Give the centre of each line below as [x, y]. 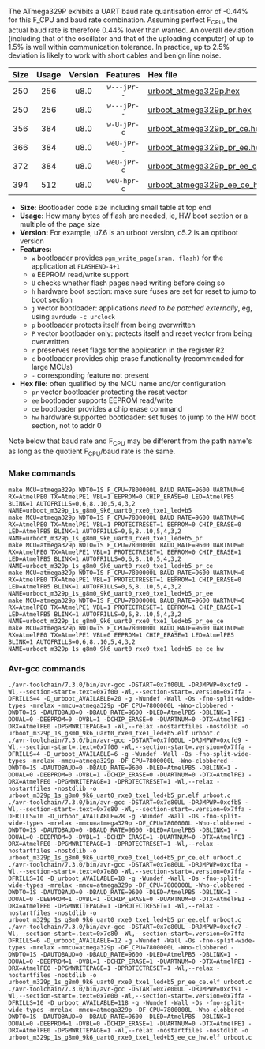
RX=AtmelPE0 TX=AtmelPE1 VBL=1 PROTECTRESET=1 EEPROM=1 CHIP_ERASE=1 [125, 607]
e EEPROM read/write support [80, 274]
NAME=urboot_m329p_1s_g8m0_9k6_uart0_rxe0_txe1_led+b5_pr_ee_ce [116, 621]
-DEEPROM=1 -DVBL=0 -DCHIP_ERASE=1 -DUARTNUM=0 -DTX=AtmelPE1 [141, 1023]
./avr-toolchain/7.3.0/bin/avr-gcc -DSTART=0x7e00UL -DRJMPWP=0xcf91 [125, 989]
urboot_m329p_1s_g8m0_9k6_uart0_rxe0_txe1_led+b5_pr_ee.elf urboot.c [125, 919]
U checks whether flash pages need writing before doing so [128, 283]
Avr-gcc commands [47, 668]
